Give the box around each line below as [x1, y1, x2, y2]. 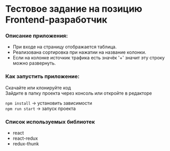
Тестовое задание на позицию [5, 3, 142, 15]
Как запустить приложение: [5, 73, 80, 80]
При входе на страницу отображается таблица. [12, 44, 117, 50]
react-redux [12, 135, 38, 141]
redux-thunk [12, 141, 39, 147]
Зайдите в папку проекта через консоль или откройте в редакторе [5, 90, 152, 96]
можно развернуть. [12, 60, 56, 67]
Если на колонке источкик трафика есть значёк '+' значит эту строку [12, 55, 165, 61]
